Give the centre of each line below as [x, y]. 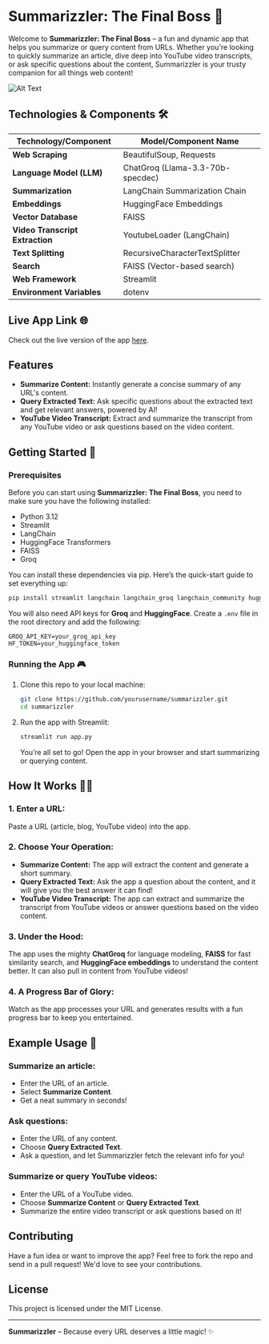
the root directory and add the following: [75, 622]
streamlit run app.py [56, 737]
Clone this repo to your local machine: [82, 684]
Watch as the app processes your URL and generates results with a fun [126, 1009]
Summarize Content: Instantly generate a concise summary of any [130, 384]
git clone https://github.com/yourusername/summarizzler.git [124, 700]
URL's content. [44, 393]
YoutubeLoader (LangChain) [177, 234]
